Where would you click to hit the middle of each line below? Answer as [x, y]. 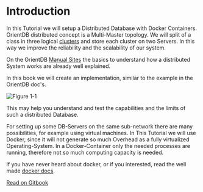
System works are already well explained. [59, 66]
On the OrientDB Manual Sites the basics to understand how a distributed [98, 59]
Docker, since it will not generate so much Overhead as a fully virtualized [98, 139]
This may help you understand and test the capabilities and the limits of [96, 108]
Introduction [38, 11]
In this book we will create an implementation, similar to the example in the [100, 78]
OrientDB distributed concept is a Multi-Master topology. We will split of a [99, 34]
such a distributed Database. [43, 114]
